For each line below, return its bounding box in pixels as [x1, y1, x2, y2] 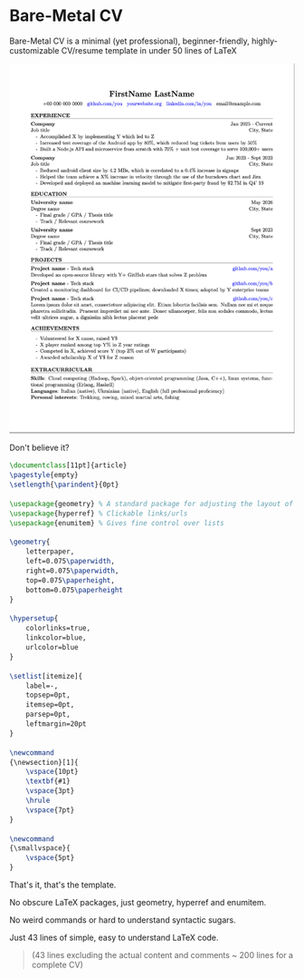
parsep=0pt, [25, 710, 71, 720]
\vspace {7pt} [25, 805, 75, 815]
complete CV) [31, 959, 84, 971]
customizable [9, 44, 60, 55]
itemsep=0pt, [25, 700, 75, 710]
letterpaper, [25, 547, 75, 556]
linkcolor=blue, [25, 633, 88, 642]
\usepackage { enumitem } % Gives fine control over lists [9, 518, 224, 527]
